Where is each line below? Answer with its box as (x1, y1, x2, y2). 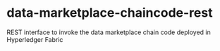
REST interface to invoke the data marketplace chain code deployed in (6, 28, 211, 36)
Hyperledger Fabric (6, 35, 63, 43)
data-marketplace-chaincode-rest (6, 5, 213, 21)
